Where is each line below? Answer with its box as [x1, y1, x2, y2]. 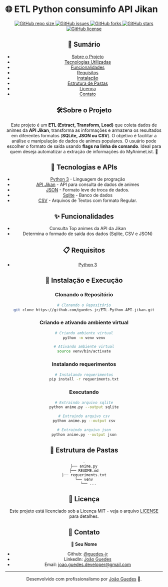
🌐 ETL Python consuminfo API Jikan [5, 4, 158, 15]
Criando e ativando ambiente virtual [39, 319, 129, 326]
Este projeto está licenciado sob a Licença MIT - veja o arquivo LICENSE [9, 508, 159, 514]
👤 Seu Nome [70, 541, 97, 547]
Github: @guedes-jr [67, 551, 108, 557]
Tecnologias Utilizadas [64, 59, 111, 65]
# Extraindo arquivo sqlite [54, 400, 113, 405]
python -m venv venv [62, 335, 106, 340]
